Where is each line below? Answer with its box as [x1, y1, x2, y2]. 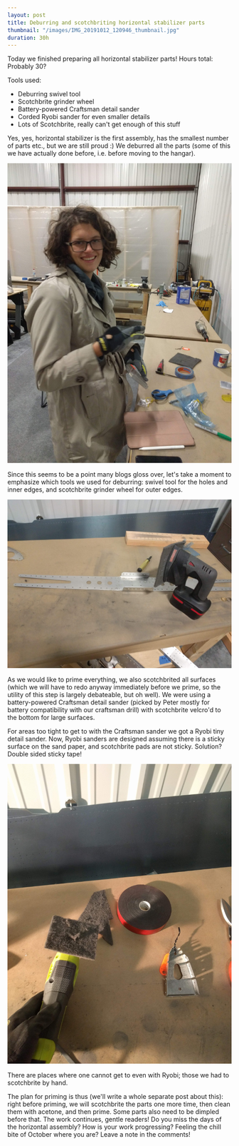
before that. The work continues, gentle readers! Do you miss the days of [7, 1115, 222, 1124]
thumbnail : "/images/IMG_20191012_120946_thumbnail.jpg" [7, 26, 180, 34]
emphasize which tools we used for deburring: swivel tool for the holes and [7, 478, 228, 487]
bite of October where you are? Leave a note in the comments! [7, 1130, 191, 1139]
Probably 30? [7, 62, 47, 71]
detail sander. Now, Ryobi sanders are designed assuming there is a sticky [7, 735, 225, 744]
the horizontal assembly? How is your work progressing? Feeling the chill [7, 1122, 222, 1131]
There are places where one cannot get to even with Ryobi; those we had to [7, 1071, 230, 1080]
